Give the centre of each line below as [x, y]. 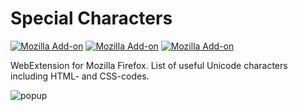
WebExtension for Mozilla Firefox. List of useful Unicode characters [149, 65]
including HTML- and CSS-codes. [80, 76]
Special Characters [91, 18]
